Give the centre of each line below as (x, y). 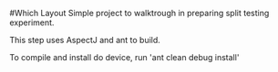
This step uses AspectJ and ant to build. (85, 40)
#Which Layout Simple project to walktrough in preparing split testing (139, 13)
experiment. (32, 22)
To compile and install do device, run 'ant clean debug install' (124, 57)
